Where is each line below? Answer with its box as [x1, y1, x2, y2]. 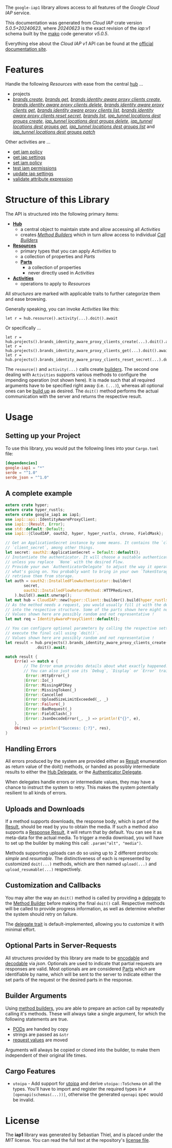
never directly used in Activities [28, 269, 95, 276]
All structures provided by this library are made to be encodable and [5, 955, 149, 961]
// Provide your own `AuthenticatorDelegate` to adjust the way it [5, 564, 153, 569]
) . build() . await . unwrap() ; [14, 593, 72, 598]
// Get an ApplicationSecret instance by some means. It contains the [5, 540, 159, 546]
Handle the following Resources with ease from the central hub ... [5, 80, 143, 87]
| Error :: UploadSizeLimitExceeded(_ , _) [24, 697, 109, 702]
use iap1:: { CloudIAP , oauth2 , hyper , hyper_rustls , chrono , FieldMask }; [5, 531, 164, 536]
